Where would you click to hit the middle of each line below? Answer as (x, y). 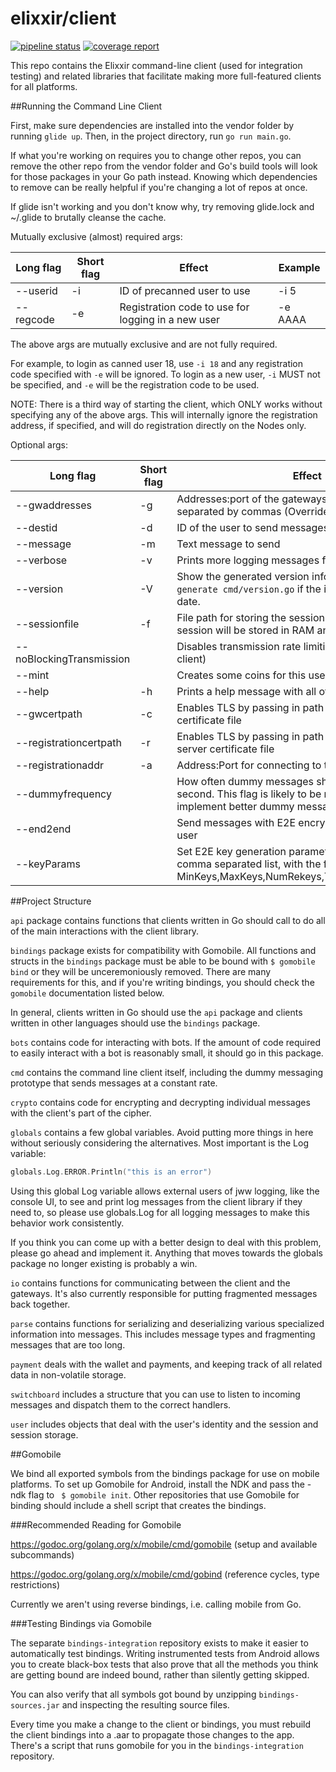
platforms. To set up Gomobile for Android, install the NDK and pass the (157, 1484)
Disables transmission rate (239, 646)
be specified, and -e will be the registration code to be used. (135, 384)
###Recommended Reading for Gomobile (96, 1524)
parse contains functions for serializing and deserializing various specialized (167, 1323)
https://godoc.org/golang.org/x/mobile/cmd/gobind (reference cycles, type (165, 1574)
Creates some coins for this (241, 675)
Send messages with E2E (236, 822)
